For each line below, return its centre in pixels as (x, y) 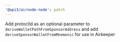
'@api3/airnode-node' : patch (35, 10)
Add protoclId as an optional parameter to (48, 24)
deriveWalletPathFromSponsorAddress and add (52, 29)
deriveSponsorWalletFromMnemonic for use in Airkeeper (60, 34)
